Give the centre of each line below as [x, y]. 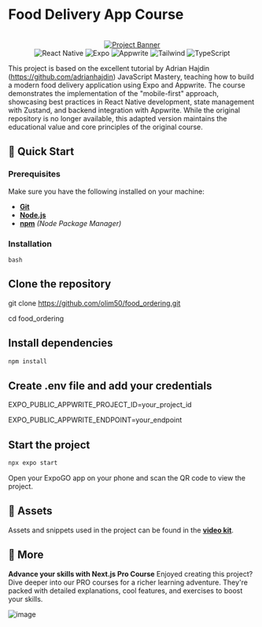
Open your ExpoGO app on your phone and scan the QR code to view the [127, 477]
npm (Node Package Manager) [70, 223]
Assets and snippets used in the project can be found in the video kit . [121, 530]
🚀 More [26, 555]
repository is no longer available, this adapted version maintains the [118, 118]
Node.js [33, 215]
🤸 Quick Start [41, 152]
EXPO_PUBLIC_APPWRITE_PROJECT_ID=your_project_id [100, 405]
